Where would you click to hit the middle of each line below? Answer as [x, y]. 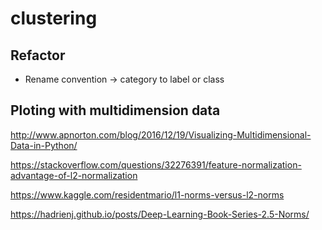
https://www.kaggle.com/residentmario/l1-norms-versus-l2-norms [147, 194]
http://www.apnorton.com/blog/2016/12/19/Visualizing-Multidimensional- [161, 134]
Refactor [38, 55]
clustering [54, 18]
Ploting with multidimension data [115, 110]
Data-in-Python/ [44, 145]
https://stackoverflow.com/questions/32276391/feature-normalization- [156, 164]
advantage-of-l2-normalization [74, 175]
